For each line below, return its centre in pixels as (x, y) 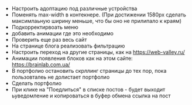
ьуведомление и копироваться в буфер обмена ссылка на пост (91, 96)
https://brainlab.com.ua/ (41, 65)
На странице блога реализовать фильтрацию (68, 46)
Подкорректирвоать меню (45, 27)
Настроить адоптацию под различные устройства (74, 9)
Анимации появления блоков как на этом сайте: (72, 58)
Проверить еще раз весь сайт (49, 40)
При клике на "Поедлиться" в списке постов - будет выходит (88, 89)
